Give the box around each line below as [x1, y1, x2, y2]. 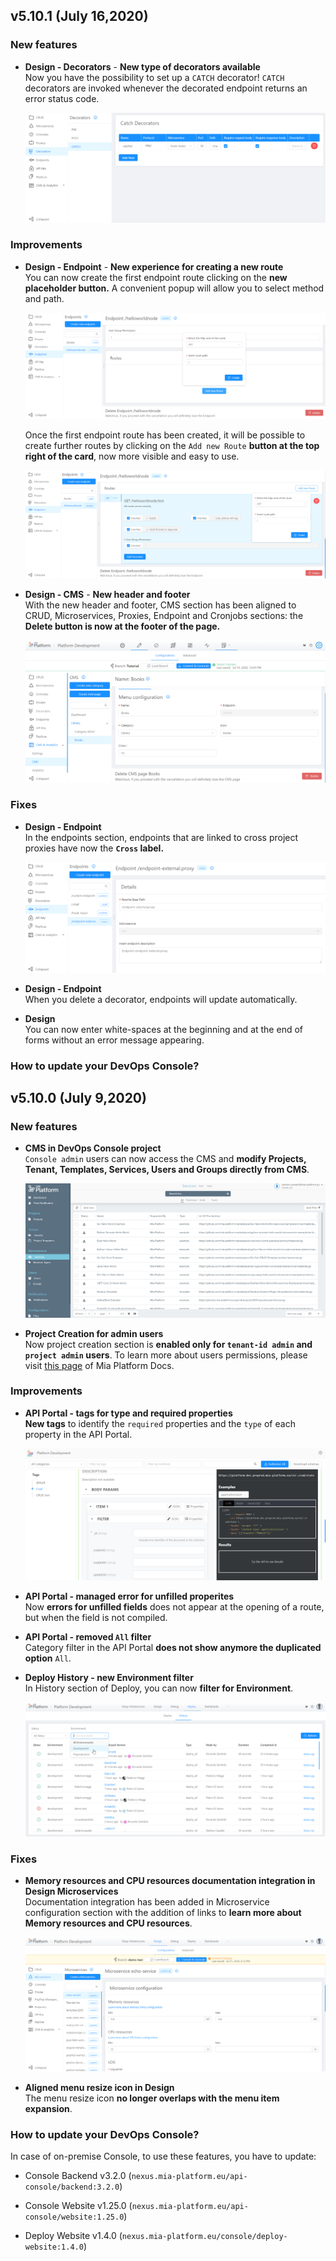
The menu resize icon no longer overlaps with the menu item [24, 2092, 280, 2104]
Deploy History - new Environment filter [24, 1671, 194, 1683]
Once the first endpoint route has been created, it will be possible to [24, 429, 306, 441]
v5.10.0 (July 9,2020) [10, 1089, 147, 1106]
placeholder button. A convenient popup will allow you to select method [24, 282, 325, 294]
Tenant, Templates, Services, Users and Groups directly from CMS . [24, 1164, 310, 1176]
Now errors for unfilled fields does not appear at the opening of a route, [24, 1600, 325, 1613]
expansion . [24, 2103, 73, 2115]
